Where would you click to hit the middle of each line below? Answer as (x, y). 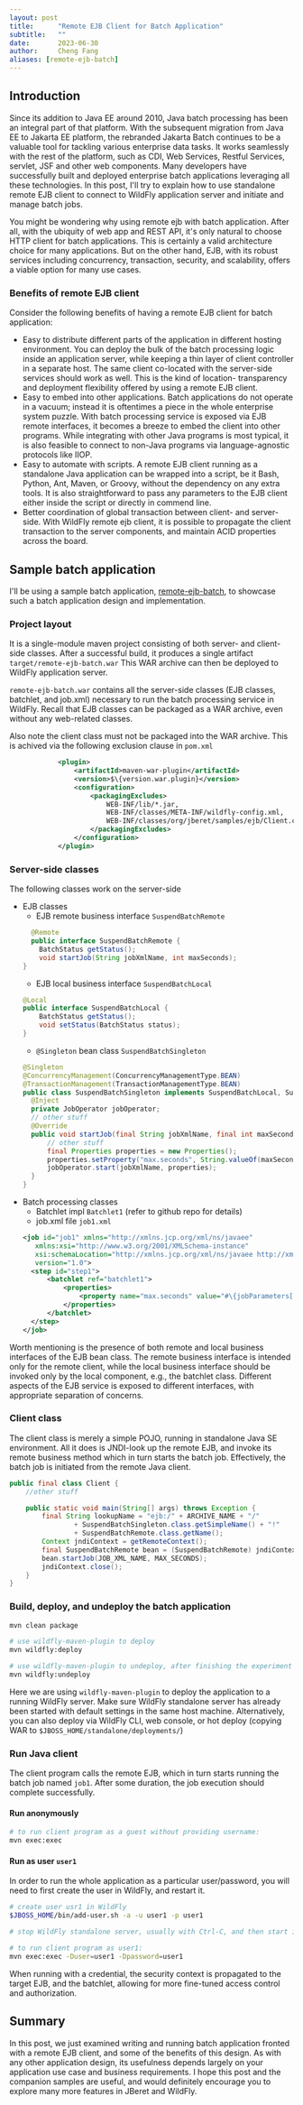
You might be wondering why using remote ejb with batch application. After (150, 221)
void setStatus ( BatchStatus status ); (110, 1025)
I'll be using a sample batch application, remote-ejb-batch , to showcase (143, 591)
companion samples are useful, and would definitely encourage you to (140, 2082)
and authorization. (43, 1993)
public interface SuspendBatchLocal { (95, 1008)
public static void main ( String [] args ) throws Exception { (141, 1508)
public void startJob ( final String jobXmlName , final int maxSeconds (164, 1134)
